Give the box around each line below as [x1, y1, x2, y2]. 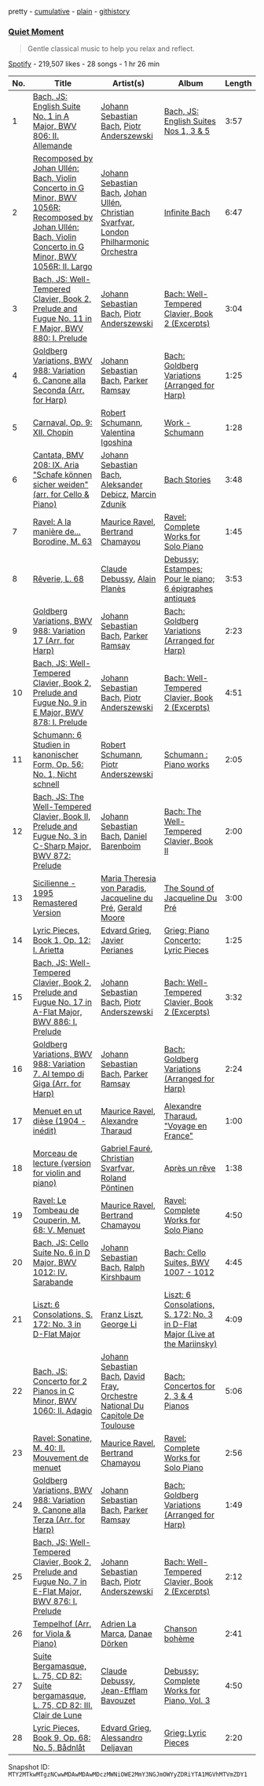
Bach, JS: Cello [32, 1238, 89, 1249]
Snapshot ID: [8, 1762, 50, 1772]
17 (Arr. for [32, 636, 75, 647]
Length [225, 78, 252, 89]
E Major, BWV [32, 707, 84, 718]
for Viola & [32, 1628, 71, 1639]
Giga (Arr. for [32, 1078, 82, 1089]
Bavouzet [101, 1695, 136, 1706]
